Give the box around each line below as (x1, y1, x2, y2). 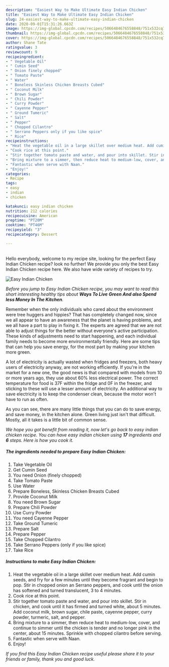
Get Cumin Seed (13, 466, 47, 473)
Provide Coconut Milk (13, 493, 58, 499)
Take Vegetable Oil (13, 461, 52, 468)
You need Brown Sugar (13, 499, 61, 505)
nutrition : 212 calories (6, 209, 58, 214)
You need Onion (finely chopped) (13, 472, 82, 478)
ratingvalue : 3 (6, 45, 38, 50)
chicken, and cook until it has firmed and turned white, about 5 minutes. (13, 603, 162, 610)
